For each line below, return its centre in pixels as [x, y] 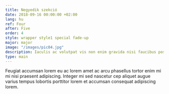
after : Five [18, 29]
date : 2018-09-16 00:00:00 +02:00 [41, 15]
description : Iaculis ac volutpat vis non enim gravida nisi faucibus [81, 52]
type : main [17, 57]
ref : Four [16, 24]
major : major [19, 43]
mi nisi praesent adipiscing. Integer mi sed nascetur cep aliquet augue [78, 76]
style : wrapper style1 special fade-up [47, 38]
